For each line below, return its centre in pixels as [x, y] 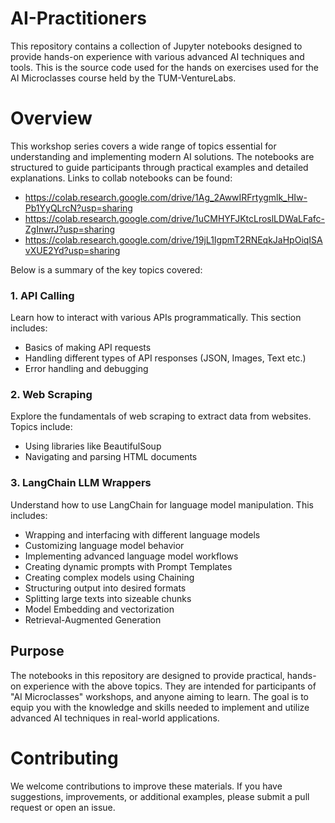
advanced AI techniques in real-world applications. [115, 718]
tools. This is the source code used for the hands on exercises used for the [164, 67]
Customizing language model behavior [104, 545]
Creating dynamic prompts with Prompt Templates [128, 566]
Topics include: [41, 427]
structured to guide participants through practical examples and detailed [159, 167]
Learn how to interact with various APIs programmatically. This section [156, 318]
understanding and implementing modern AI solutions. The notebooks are [162, 156]
